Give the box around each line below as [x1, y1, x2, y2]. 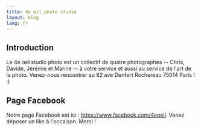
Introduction [6, 42, 54, 53]
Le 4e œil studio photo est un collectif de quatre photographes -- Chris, [6, 59, 185, 66]
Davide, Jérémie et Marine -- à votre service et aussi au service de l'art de [6, 65, 192, 73]
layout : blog [6, 15, 39, 21]
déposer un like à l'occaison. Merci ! [6, 118, 97, 125]
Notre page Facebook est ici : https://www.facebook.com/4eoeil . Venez [6, 111, 185, 119]
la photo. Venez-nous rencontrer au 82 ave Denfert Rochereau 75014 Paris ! [6, 71, 195, 79]
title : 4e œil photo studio [6, 8, 77, 15]
